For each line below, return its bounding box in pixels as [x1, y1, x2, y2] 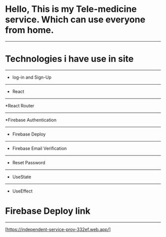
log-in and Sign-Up [12, 74, 52, 80]
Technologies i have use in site [5, 53, 134, 65]
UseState [12, 174, 31, 180]
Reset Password [12, 159, 45, 165]
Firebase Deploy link [5, 205, 90, 217]
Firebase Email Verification [12, 145, 67, 151]
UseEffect [12, 188, 33, 194]
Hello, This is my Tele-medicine [5, 3, 137, 15]
